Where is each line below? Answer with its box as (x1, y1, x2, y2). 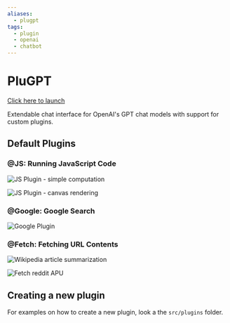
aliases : (7, 10, 33, 18)
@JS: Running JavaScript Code (7, 159, 117, 169)
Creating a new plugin (7, 289, 105, 301)
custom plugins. (7, 117, 54, 126)
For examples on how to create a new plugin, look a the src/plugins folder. (7, 308, 224, 317)
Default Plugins (7, 138, 76, 150)
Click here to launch (7, 96, 65, 105)
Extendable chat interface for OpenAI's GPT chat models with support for (7, 110, 219, 118)
